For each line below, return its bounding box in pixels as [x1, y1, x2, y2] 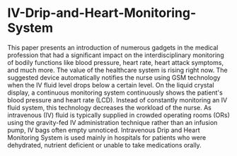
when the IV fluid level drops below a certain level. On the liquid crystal [7, 80, 214, 89]
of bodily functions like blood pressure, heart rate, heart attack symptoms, [7, 58, 224, 66]
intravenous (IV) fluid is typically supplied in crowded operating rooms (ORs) [7, 111, 230, 119]
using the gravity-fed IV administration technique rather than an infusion [7, 118, 218, 126]
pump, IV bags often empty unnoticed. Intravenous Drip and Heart [7, 126, 200, 134]
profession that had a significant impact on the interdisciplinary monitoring [7, 51, 224, 59]
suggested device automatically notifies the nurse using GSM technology [7, 73, 221, 82]
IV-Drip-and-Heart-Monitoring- [7, 5, 197, 21]
